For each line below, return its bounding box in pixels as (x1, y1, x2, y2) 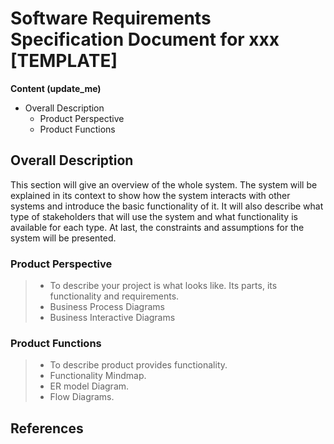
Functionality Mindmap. (49, 370, 147, 382)
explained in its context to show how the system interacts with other (10, 189, 291, 201)
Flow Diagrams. (49, 391, 115, 403)
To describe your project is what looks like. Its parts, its (49, 280, 278, 292)
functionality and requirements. (49, 290, 180, 302)
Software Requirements (10, 7, 212, 30)
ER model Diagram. (49, 380, 130, 392)
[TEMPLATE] (10, 50, 118, 72)
